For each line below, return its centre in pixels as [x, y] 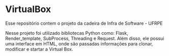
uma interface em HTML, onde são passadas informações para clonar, [79, 43]
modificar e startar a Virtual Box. [39, 49]
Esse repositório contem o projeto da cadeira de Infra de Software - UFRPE [84, 23]
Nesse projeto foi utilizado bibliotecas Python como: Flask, [67, 33]
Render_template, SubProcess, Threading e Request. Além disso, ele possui [85, 38]
